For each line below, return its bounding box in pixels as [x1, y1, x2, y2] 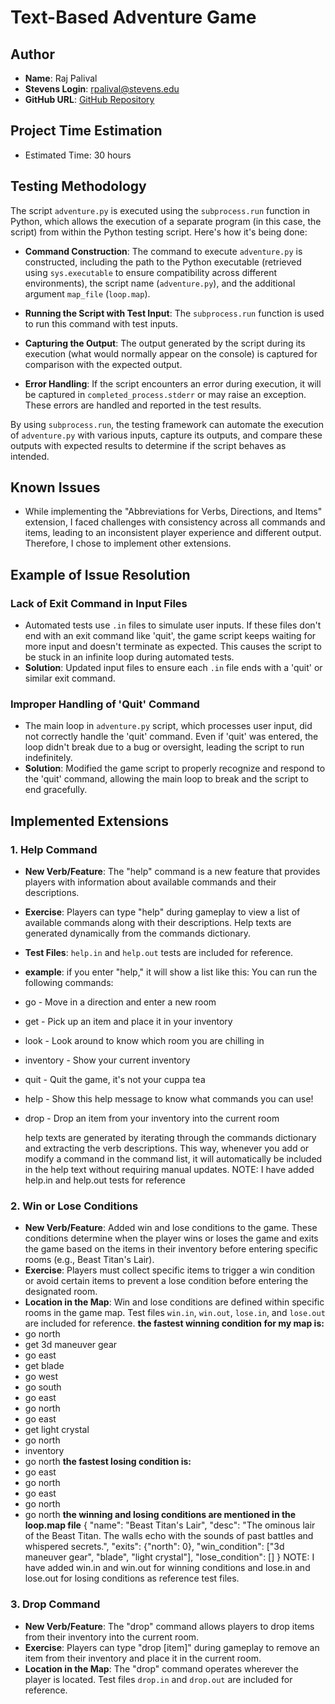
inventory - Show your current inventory [24, 1054, 191, 1066]
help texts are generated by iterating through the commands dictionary [24, 1132, 317, 1144]
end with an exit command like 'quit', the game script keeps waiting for [24, 630, 317, 642]
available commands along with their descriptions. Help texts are [24, 917, 292, 929]
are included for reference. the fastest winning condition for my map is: [24, 1317, 325, 1330]
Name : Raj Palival [24, 72, 98, 84]
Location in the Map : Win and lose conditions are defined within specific [24, 1296, 325, 1308]
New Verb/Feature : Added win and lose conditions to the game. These [24, 1222, 318, 1234]
